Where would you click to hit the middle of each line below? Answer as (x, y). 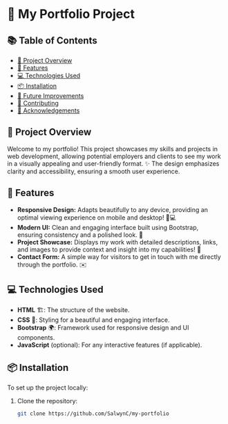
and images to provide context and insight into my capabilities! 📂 (109, 249)
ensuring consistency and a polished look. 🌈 (80, 235)
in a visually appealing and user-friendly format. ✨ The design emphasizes (113, 163)
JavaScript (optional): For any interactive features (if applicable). (110, 345)
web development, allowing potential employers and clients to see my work (114, 156)
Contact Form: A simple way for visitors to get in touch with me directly (119, 257)
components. (36, 338)
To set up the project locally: (48, 388)
